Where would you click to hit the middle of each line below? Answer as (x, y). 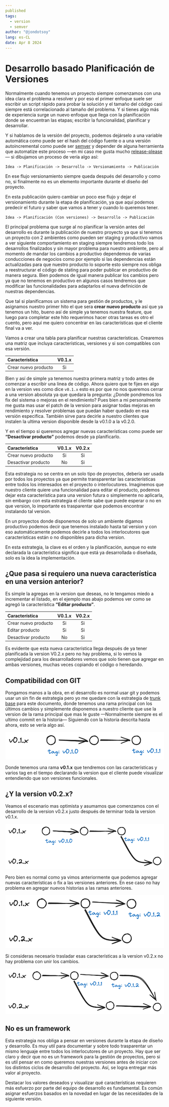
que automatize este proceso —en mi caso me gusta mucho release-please (84, 151)
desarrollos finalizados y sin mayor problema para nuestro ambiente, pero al (84, 248)
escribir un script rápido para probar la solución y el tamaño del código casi (84, 104)
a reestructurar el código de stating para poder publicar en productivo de (81, 270)
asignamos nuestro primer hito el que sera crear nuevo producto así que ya (84, 306)
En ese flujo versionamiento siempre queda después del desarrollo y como (83, 176)
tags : (11, 16)
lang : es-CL (18, 37)
